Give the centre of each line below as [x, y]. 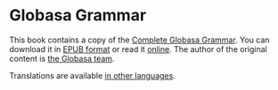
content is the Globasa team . [62, 58]
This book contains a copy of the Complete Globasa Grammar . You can [139, 40]
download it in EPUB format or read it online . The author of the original [138, 49]
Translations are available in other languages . [92, 75]
